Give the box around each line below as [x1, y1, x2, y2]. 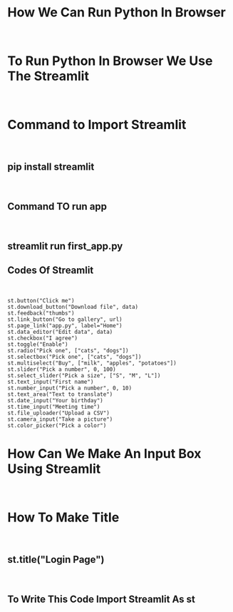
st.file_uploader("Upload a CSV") [7, 409, 110, 417]
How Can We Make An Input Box [7, 445, 202, 461]
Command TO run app [7, 200, 108, 213]
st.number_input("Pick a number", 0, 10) [7, 384, 133, 392]
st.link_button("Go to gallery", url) [7, 315, 123, 323]
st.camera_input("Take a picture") [7, 415, 113, 423]
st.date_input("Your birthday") [7, 397, 103, 404]
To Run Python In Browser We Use [7, 53, 213, 69]
